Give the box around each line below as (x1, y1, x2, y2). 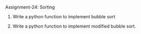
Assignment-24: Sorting (5, 4, 55, 10)
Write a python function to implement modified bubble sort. (12, 23, 136, 29)
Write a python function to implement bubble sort (12, 14, 115, 19)
